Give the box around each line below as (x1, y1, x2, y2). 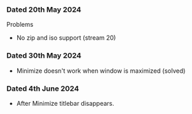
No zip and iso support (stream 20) (16, 34, 116, 42)
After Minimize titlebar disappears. (16, 99, 115, 107)
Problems (6, 21, 34, 29)
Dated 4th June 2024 (6, 84, 80, 93)
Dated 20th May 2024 (6, 5, 82, 14)
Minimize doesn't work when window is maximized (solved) (16, 67, 186, 75)
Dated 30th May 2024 (6, 51, 82, 60)
